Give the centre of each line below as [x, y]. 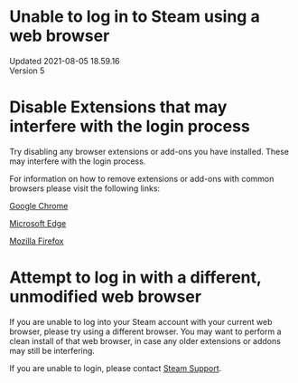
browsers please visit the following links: [85, 188]
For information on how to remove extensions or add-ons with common [142, 178]
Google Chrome [39, 206]
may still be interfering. [52, 350]
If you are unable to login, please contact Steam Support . [116, 368]
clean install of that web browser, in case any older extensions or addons [145, 340]
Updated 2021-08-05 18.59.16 [65, 61]
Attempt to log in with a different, [135, 278]
